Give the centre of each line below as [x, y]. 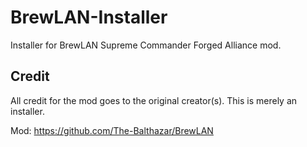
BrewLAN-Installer [89, 17]
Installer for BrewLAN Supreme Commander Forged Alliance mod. [146, 45]
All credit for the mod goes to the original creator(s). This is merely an [154, 100]
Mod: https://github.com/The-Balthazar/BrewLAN [112, 130]
